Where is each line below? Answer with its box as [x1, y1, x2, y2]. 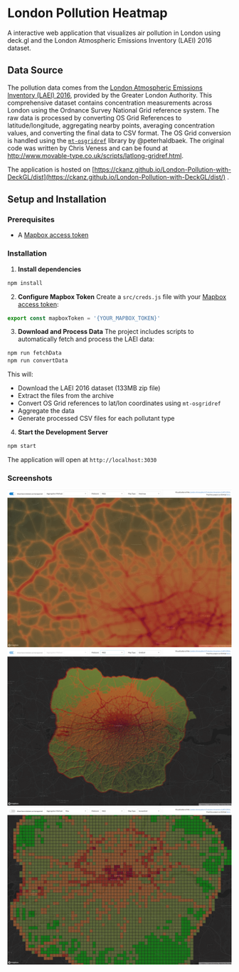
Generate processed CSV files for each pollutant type [17, 414, 175, 423]
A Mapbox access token [17, 231, 89, 239]
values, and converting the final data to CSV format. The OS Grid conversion [7, 128, 231, 137]
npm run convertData [7, 357, 69, 365]
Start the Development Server [17, 428, 109, 437]
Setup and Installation [7, 194, 107, 206]
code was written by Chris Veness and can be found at [7, 144, 169, 152]
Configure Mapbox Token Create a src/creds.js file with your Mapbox [17, 292, 226, 301]
